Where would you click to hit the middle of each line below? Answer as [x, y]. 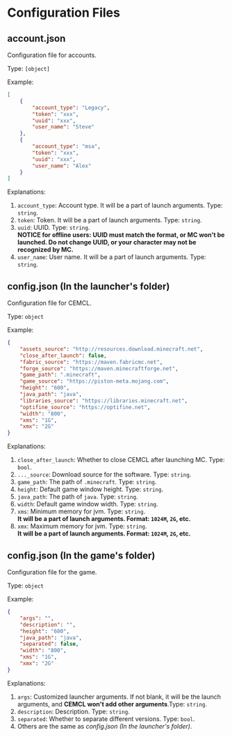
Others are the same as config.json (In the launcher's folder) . [105, 726]
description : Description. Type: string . [73, 711]
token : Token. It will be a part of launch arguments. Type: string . [110, 220]
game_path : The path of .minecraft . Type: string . [87, 482]
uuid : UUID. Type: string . [53, 228]
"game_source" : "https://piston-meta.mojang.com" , [94, 381]
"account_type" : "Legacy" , [71, 108]
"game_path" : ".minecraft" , [60, 375]
